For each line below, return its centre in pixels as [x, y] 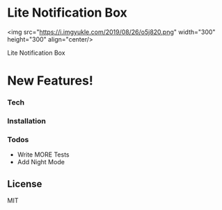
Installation [27, 121]
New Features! [50, 81]
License [25, 184]
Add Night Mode [41, 162]
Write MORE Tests [43, 155]
